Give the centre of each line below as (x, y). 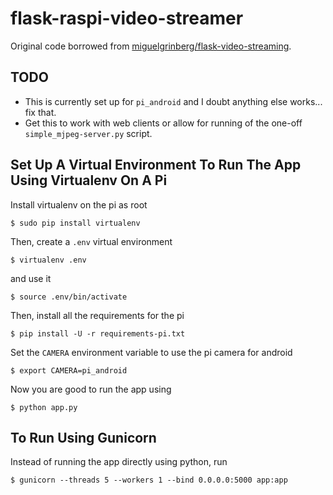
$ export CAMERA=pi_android (69, 370)
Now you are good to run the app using (91, 389)
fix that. (40, 112)
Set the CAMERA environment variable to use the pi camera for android (151, 352)
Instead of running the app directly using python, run (119, 462)
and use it (31, 278)
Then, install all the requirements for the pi (97, 315)
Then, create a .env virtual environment (91, 241)
